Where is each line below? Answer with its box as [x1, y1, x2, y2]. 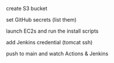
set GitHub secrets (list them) [6, 16, 77, 23]
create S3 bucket [6, 5, 48, 12]
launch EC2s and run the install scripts [6, 27, 99, 34]
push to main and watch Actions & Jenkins [6, 50, 109, 57]
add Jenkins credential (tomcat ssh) [6, 39, 93, 45]
